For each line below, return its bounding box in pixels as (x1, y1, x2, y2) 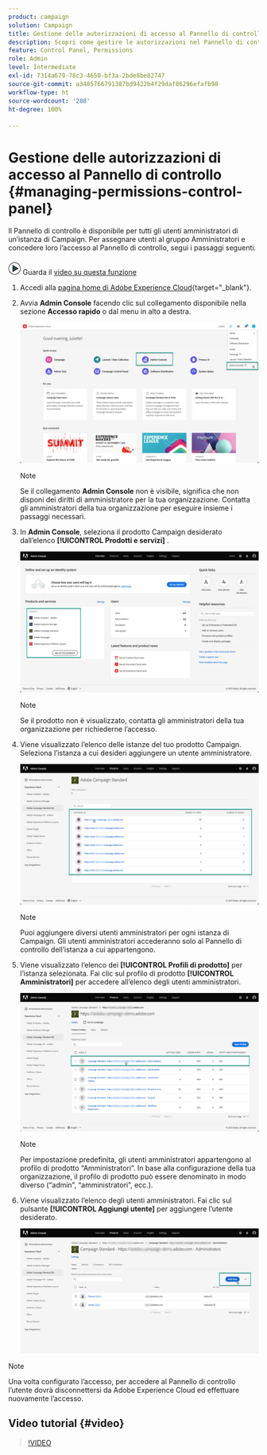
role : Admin (8, 55, 48, 63)
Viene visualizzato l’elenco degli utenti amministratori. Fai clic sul (19, 1195, 232, 1206)
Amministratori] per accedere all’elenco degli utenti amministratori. (19, 976, 241, 987)
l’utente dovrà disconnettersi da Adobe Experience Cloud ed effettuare (8, 1385, 240, 1394)
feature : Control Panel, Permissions (8, 46, 133, 55)
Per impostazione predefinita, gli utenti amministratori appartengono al (19, 1155, 252, 1164)
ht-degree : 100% (8, 105, 62, 113)
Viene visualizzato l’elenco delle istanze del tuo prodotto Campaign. (19, 739, 242, 749)
